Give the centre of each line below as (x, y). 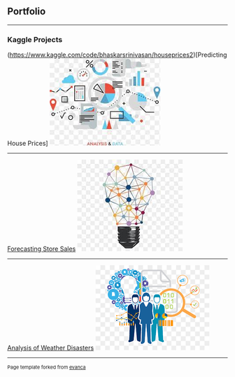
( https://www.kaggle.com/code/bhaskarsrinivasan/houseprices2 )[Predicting (117, 55)
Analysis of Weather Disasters (51, 348)
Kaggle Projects (35, 39)
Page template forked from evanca (47, 367)
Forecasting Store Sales (42, 249)
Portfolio (27, 12)
